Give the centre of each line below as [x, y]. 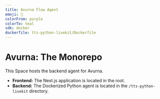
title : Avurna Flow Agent [32, 10]
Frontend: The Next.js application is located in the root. [68, 80]
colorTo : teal [20, 24]
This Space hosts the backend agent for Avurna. [54, 71]
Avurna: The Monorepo [54, 57]
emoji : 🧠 [14, 14]
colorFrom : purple [24, 19]
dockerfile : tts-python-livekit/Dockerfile [51, 33]
